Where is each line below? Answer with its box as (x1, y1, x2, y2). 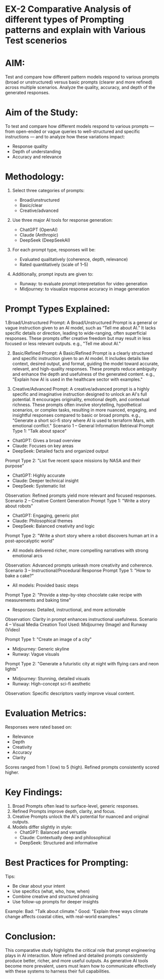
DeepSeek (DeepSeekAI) (19, 237, 70, 243)
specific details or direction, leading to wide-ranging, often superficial (5, 330, 147, 336)
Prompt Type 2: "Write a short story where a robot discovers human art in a (5, 532, 158, 538)
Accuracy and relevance (12, 154, 62, 160)
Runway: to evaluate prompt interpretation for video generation (19, 281, 148, 286)
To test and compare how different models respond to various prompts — (5, 123, 154, 129)
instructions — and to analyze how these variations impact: (5, 134, 125, 140)
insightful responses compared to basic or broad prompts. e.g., (12, 412, 141, 418)
